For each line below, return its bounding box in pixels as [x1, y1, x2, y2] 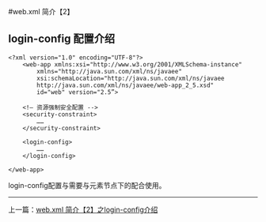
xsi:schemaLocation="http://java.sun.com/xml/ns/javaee [36, 74, 225, 82]
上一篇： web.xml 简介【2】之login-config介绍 [8, 205, 158, 214]
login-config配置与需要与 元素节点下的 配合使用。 [8, 180, 166, 190]
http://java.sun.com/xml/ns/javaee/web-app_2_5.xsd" [36, 81, 215, 89]
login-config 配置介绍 [8, 32, 116, 46]
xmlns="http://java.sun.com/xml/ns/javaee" [36, 67, 182, 75]
